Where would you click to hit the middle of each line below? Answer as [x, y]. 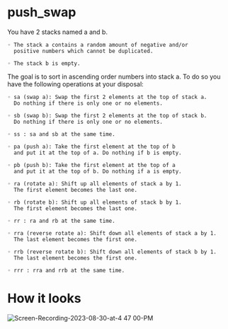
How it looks [44, 299]
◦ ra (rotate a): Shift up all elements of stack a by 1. [95, 184]
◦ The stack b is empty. [44, 63]
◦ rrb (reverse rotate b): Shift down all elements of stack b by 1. [112, 252]
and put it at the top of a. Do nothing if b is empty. [98, 153]
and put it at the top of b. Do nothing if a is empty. [98, 171]
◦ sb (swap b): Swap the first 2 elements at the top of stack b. [107, 115]
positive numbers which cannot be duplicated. [84, 51]
